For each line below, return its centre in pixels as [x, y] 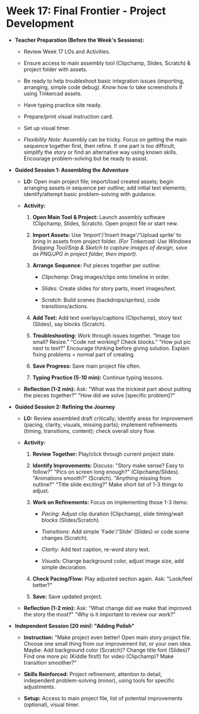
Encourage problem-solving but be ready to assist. [86, 158]
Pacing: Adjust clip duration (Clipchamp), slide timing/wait [112, 514]
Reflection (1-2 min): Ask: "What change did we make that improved [108, 608]
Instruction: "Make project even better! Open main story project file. [107, 637]
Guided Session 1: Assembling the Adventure [72, 170]
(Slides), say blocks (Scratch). [69, 324]
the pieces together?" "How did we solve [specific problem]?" [99, 395]
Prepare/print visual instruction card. [69, 116]
